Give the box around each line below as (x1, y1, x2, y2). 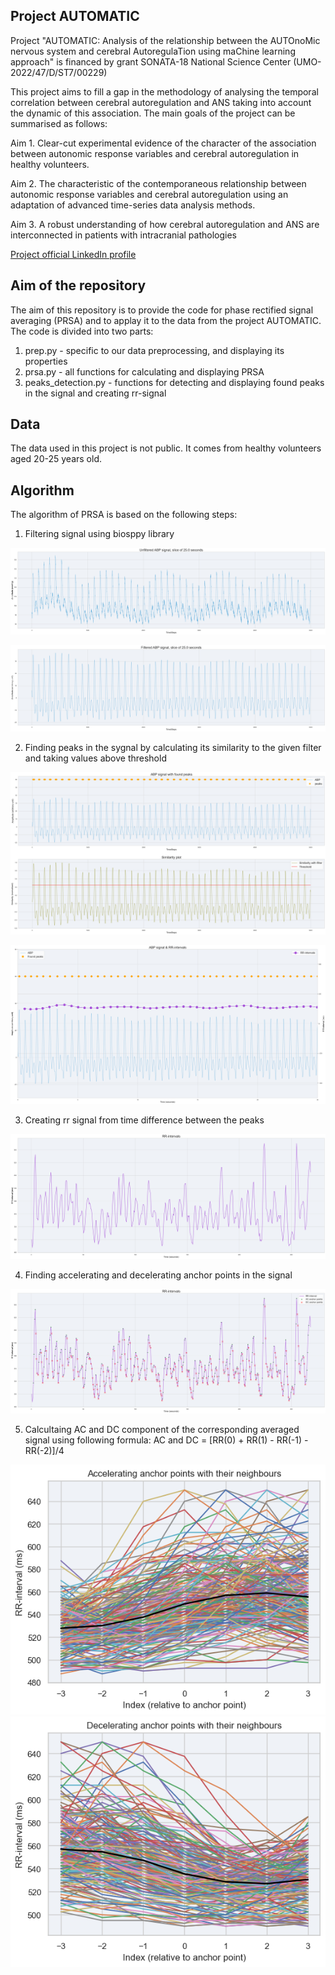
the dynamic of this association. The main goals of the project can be (10, 107, 296, 119)
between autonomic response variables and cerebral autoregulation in (10, 147, 300, 159)
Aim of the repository (10, 277, 147, 294)
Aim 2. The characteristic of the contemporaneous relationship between (10, 177, 307, 189)
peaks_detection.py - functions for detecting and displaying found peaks (24, 376, 325, 388)
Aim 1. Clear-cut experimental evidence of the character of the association (10, 137, 317, 149)
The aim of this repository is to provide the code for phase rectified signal (10, 304, 314, 316)
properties (24, 355, 68, 367)
